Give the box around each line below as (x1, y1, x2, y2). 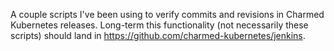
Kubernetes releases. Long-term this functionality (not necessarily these (10, 19, 309, 31)
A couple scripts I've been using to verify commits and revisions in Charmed (10, 9, 325, 20)
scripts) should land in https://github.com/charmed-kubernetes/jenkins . (10, 30, 306, 41)
